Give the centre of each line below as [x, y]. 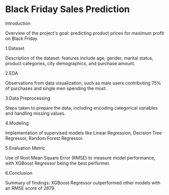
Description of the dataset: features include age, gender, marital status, [79, 58]
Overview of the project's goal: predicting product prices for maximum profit [85, 33]
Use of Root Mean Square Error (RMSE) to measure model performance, [80, 158]
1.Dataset [15, 48]
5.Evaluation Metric [25, 148]
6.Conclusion [19, 173]
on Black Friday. [22, 38]
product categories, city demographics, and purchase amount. [70, 63]
